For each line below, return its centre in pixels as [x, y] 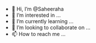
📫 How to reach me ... [38, 34]
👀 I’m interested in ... [36, 15]
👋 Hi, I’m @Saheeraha [38, 9]
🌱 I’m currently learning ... [42, 21]
